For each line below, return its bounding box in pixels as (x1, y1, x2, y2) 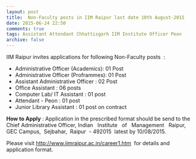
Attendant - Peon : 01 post (14, 97, 80, 104)
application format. (6, 146, 53, 153)
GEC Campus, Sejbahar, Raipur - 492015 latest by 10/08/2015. (6, 128, 166, 135)
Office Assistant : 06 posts (14, 84, 81, 91)
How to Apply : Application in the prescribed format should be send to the (6, 115, 191, 122)
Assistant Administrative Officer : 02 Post (14, 78, 118, 85)
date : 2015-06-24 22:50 (6, 20, 66, 26)
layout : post (6, 8, 39, 15)
